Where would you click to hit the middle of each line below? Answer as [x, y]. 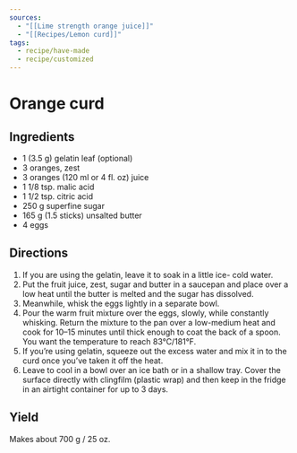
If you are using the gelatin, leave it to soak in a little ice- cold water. [148, 274]
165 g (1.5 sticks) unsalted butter [82, 215]
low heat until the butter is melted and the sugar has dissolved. [138, 293]
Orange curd [57, 104]
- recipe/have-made [54, 51]
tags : [19, 43]
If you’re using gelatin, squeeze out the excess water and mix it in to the [155, 351]
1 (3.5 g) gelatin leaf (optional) [77, 158]
